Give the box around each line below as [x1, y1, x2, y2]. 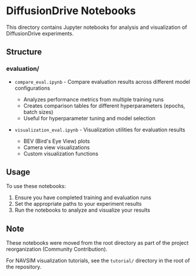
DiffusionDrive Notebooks [6, 4, 137, 18]
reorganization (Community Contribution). [6, 246, 108, 253]
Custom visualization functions [23, 150, 99, 157]
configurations [14, 84, 51, 91]
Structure [6, 47, 42, 57]
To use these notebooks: [6, 183, 67, 190]
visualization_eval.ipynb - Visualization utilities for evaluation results [14, 126, 185, 133]
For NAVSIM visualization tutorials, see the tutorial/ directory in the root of [6, 257, 190, 264]
